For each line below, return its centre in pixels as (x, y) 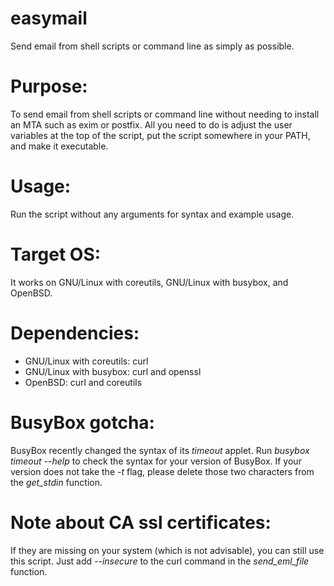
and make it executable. (59, 146)
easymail (49, 18)
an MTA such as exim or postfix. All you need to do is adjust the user (151, 124)
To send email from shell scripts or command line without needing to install (165, 114)
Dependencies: (75, 333)
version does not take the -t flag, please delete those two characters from (162, 471)
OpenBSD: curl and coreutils (83, 382)
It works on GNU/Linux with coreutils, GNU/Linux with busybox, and (149, 282)
